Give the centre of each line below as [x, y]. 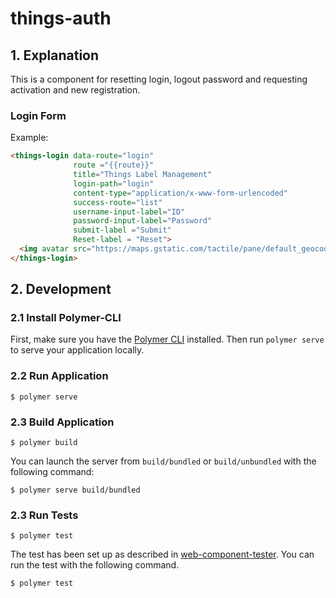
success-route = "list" [118, 202]
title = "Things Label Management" [143, 175]
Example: [29, 138]
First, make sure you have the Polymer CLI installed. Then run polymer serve [167, 339]
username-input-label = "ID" [129, 212]
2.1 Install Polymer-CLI [66, 318]
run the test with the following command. [95, 565]
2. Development [61, 289]
